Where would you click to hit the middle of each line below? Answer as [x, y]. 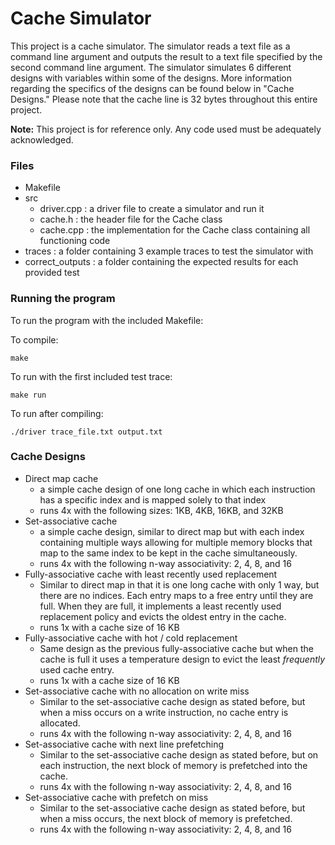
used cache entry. [77, 669]
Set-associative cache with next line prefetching [124, 744]
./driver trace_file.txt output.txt [86, 432]
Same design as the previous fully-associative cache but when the [176, 648]
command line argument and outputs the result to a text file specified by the [166, 56]
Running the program [63, 299]
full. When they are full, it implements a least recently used [160, 606]
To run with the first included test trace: [91, 376]
